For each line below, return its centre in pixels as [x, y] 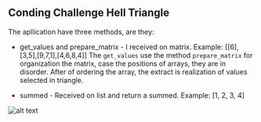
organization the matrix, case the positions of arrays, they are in [122, 63]
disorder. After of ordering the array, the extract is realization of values [133, 72]
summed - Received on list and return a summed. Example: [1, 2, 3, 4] [132, 95]
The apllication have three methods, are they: [81, 31]
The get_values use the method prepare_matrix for [171, 55]
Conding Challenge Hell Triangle [89, 13]
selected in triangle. [51, 80]
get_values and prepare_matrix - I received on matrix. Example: [121, 47]
